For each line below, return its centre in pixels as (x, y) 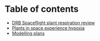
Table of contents (42, 9)
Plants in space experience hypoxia (48, 28)
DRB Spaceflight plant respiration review (53, 23)
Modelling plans (28, 33)
